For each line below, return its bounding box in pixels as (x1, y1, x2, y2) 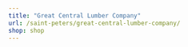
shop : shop (8, 26, 45, 34)
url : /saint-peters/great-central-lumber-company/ (8, 19, 181, 27)
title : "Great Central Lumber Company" (8, 11, 142, 20)
